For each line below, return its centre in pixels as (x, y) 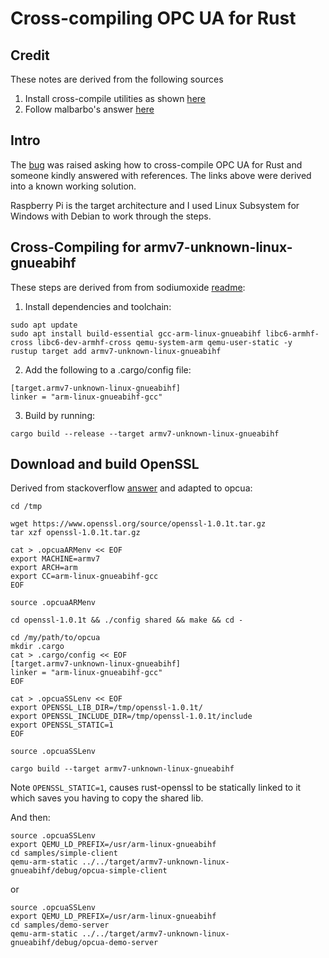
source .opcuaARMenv (53, 603)
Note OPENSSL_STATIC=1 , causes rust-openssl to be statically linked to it (156, 788)
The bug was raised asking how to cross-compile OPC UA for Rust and (156, 164)
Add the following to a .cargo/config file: (108, 369)
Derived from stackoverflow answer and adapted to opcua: (131, 488)
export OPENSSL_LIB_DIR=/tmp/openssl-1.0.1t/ (106, 708)
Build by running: (60, 415)
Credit (30, 55)
